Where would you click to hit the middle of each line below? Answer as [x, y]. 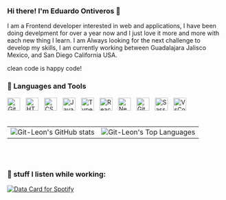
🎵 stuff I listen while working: [57, 174]
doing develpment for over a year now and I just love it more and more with [113, 33]
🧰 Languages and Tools [47, 87]
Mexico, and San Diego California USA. [63, 55]
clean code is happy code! [45, 69]
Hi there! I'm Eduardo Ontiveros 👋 [64, 11]
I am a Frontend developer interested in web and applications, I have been [112, 26]
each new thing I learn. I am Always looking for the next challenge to [104, 41]
